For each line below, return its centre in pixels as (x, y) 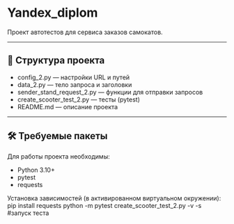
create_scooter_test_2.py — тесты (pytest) (79, 99)
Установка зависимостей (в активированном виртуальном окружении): (114, 198)
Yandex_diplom (53, 13)
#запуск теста (28, 213)
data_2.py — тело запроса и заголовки (75, 84)
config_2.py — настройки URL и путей (73, 77)
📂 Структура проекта (56, 61)
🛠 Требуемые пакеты (57, 136)
